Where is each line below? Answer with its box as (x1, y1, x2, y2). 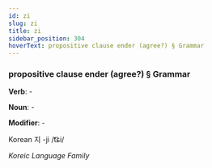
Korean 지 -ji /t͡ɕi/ (8, 135, 65, 145)
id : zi (8, 11, 31, 20)
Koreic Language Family (8, 151, 90, 161)
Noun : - (8, 103, 35, 112)
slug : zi (8, 19, 38, 27)
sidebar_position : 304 (8, 34, 85, 43)
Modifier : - (8, 118, 46, 128)
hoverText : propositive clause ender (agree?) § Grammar (8, 42, 205, 50)
